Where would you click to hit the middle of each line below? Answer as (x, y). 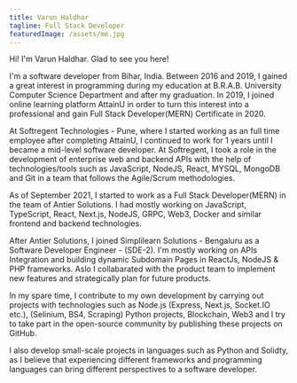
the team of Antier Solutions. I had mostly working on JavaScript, (128, 205)
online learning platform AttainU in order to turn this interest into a (129, 105)
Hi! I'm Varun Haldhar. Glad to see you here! (89, 59)
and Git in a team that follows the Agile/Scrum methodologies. (122, 178)
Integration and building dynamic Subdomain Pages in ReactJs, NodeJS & (144, 260)
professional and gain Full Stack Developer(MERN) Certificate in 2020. (137, 114)
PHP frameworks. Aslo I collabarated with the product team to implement (142, 269)
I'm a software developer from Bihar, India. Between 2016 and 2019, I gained (148, 76)
